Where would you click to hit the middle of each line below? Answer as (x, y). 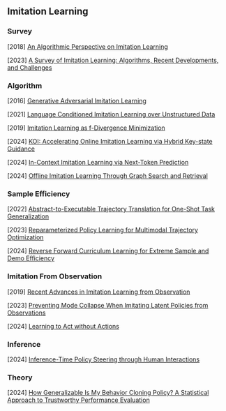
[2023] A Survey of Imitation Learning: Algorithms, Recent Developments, (113, 60)
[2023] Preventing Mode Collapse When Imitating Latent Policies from (108, 305)
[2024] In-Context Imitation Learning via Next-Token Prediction (98, 162)
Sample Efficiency (39, 193)
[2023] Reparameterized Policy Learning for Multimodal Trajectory (103, 230)
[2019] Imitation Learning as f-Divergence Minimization (86, 128)
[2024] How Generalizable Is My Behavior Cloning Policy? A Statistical (108, 393)
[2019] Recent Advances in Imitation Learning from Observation (99, 292)
